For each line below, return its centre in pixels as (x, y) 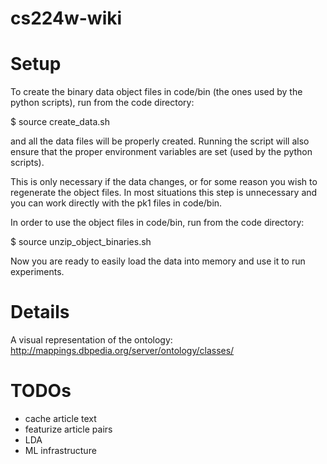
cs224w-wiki (66, 18)
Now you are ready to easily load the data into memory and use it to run (158, 261)
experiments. (37, 272)
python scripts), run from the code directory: (102, 103)
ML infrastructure (60, 450)
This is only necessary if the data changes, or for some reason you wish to (164, 182)
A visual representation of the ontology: (91, 340)
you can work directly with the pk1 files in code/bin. (116, 203)
